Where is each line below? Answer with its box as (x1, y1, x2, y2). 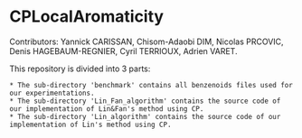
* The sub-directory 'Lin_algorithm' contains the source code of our (9, 112, 281, 121)
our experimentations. (9, 88, 95, 97)
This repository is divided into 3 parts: (9, 63, 151, 74)
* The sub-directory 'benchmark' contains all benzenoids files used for (9, 80, 294, 89)
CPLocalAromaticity (9, 6, 165, 27)
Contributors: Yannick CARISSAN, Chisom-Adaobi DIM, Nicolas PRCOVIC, (9, 36, 284, 47)
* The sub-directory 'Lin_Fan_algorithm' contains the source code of (9, 97, 281, 106)
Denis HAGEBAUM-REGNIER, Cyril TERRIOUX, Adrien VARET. (9, 45, 238, 56)
